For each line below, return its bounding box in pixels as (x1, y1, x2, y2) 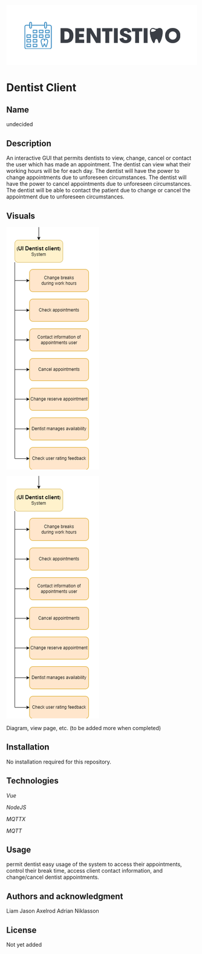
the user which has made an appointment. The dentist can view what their (6, 161, 191, 168)
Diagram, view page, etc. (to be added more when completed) (6, 725, 161, 732)
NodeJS (6, 803, 27, 811)
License (6, 925, 37, 935)
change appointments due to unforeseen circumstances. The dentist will (6, 174, 187, 181)
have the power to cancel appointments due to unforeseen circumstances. (6, 180, 192, 188)
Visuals (6, 211, 35, 221)
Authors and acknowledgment (6, 891, 123, 901)
